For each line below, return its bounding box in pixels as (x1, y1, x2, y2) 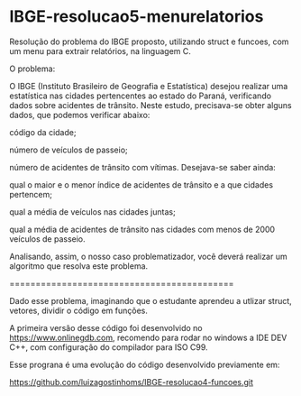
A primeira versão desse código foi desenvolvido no (9, 322, 203, 333)
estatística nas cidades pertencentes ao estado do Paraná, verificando (9, 90, 272, 101)
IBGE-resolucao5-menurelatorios (9, 6, 264, 27)
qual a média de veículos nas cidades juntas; (9, 206, 176, 217)
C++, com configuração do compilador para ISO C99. (9, 341, 209, 353)
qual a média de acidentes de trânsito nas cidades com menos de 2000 (9, 224, 276, 235)
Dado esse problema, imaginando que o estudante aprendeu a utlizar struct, (9, 295, 293, 306)
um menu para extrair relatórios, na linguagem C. (9, 45, 192, 56)
